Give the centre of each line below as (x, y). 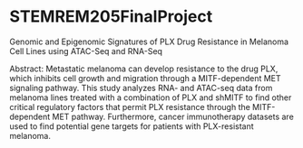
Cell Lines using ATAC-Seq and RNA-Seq (86, 51)
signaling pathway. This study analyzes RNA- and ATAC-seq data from (141, 88)
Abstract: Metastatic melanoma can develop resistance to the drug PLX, (144, 69)
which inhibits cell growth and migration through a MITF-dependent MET (145, 78)
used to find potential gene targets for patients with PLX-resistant (132, 126)
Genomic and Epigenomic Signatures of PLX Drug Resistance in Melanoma (149, 42)
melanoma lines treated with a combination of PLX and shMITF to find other (151, 97)
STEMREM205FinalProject (111, 17)
